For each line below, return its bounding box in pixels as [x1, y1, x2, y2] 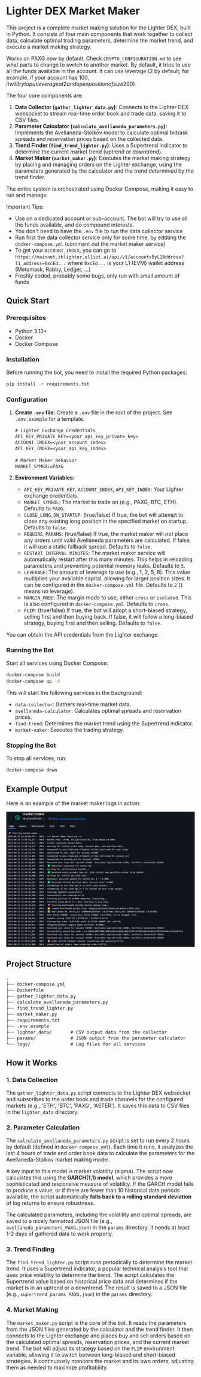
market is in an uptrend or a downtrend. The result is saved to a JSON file [6, 1284, 187, 1291]
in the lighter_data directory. [6, 1108, 79, 1116]
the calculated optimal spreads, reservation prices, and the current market [6, 1338, 190, 1345]
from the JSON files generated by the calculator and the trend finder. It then [6, 1325, 193, 1333]
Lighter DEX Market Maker [6, 4, 141, 18]
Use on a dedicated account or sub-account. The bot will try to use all [14, 215, 188, 222]
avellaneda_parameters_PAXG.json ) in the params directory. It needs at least [6, 1224, 190, 1231]
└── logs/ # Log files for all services [6, 1041, 146, 1047]
